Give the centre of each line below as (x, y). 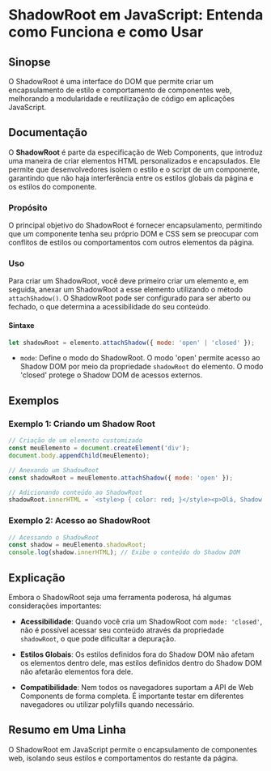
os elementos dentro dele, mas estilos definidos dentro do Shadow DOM (141, 663)
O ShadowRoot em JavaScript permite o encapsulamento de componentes (133, 749)
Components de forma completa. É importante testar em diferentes (132, 696)
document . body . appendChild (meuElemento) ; (79, 455)
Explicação (37, 578)
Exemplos (34, 400)
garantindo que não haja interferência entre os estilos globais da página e (131, 178)
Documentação (48, 132)
